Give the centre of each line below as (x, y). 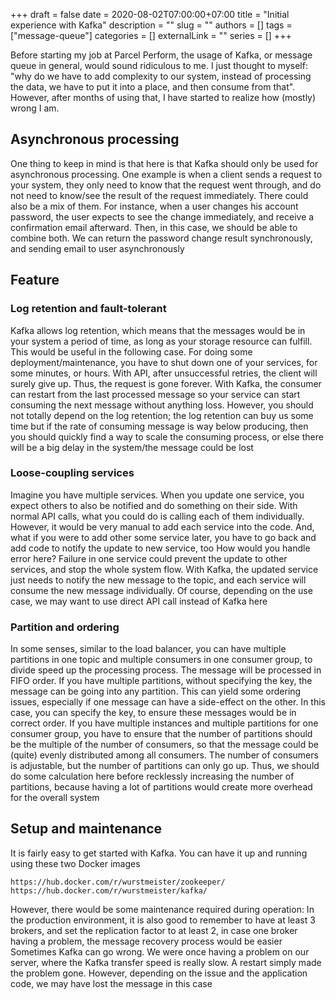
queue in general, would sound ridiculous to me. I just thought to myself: (159, 65)
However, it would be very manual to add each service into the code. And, (162, 526)
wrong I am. (35, 108)
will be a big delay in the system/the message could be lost (132, 447)
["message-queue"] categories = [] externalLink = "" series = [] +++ (151, 35)
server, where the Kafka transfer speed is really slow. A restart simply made (166, 962)
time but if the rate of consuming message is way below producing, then (159, 426)
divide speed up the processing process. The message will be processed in (166, 670)
